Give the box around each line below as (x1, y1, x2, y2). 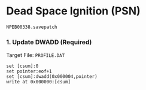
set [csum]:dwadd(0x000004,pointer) (6, 74, 98, 80)
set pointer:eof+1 (6, 68, 52, 74)
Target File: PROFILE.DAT (6, 52, 65, 59)
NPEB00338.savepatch (6, 24, 58, 30)
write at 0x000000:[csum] (6, 79, 71, 85)
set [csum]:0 (6, 63, 39, 70)
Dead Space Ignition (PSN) (6, 4, 141, 18)
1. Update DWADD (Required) (6, 38, 92, 46)
